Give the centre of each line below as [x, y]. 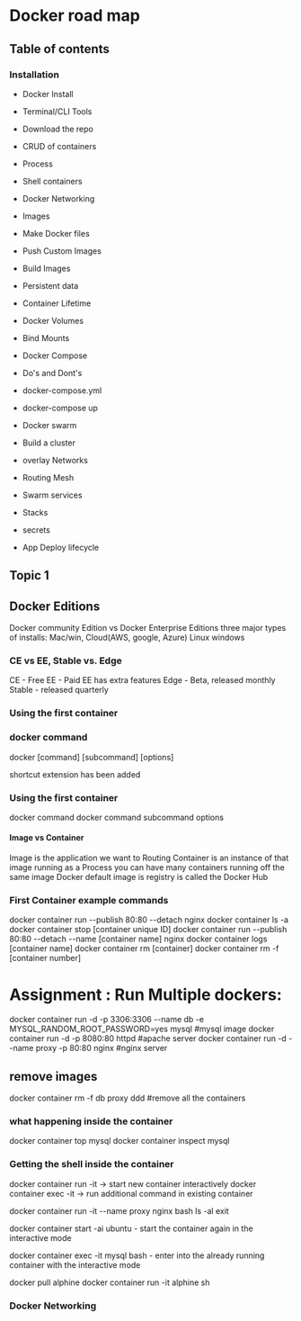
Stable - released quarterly [59, 690]
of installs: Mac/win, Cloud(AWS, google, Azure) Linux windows [127, 638]
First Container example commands [89, 901]
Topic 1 [29, 575]
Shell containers [52, 181]
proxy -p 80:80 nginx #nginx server [102, 1048]
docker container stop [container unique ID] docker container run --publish [148, 930]
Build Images [46, 268]
